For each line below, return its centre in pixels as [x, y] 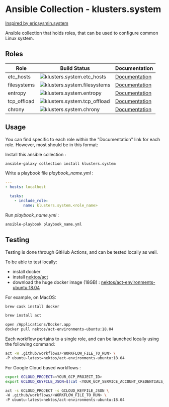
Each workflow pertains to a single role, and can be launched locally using [82, 339]
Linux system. [20, 38]
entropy [17, 93]
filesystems [21, 85]
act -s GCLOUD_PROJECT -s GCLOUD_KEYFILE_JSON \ [57, 390]
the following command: [30, 344]
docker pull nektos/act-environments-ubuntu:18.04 [59, 329]
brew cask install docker [32, 307]
